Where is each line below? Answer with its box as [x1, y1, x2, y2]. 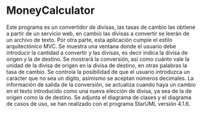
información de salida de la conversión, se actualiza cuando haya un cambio [6, 81, 196, 88]
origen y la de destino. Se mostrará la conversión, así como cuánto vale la [6, 55, 190, 63]
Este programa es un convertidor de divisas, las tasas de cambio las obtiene [6, 23, 196, 31]
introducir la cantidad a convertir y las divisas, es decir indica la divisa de [6, 49, 188, 56]
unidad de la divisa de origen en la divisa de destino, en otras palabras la [6, 61, 188, 69]
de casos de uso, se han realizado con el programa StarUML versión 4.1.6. [6, 100, 191, 107]
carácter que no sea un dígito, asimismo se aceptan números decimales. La [6, 75, 194, 82]
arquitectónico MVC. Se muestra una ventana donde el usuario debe [6, 43, 177, 50]
